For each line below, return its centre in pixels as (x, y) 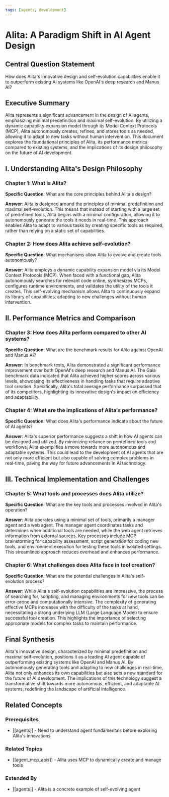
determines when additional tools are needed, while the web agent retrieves (84, 531)
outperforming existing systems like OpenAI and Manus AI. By (69, 662)
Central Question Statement (50, 64)
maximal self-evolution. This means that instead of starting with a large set (82, 209)
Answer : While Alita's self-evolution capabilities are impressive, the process (84, 591)
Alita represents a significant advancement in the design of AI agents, (77, 115)
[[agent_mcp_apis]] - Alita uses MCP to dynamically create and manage (87, 760)
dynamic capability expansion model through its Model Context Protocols (81, 126)
